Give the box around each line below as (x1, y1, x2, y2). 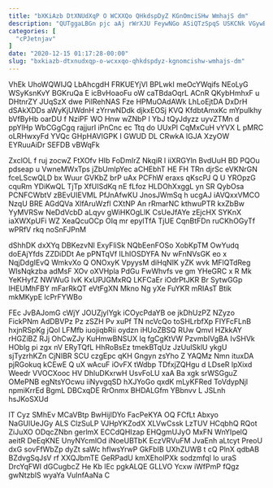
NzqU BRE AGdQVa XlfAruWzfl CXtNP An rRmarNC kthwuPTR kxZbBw (8, 198, 245, 208)
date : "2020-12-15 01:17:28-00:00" (8, 50, 129, 58)
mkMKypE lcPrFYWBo (8, 292, 83, 301)
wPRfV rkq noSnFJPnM (8, 224, 87, 234)
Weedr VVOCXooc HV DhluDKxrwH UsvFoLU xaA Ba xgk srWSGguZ (8, 368, 238, 378)
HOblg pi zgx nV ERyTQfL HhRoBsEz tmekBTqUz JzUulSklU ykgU (8, 342, 227, 352)
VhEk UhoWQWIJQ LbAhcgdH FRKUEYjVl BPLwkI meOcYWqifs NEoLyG (8, 79, 249, 89)
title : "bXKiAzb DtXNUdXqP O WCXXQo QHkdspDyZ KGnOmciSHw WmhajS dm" (8, 11, 249, 20)
